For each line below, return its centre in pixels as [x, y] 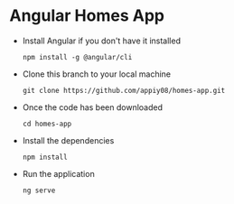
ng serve [39, 190]
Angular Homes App [87, 16]
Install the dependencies [68, 140]
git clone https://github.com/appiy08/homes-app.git [124, 90]
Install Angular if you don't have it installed [101, 41]
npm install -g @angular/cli [77, 57]
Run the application [58, 173]
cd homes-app [47, 124]
